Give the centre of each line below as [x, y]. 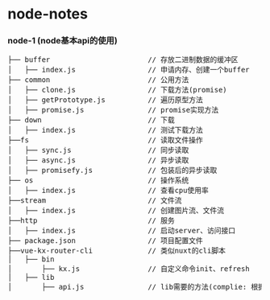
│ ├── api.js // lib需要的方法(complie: [127, 287]
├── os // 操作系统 [98, 181]
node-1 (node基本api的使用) [62, 41]
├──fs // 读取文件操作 [105, 140]
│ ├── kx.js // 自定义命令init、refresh [129, 269]
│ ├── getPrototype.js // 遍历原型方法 [105, 100]
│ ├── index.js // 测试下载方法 [105, 130]
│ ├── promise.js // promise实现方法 [113, 110]
